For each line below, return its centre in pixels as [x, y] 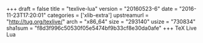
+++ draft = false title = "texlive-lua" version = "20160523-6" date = [92, 9]
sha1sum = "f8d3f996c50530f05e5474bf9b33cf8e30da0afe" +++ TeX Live [102, 28]
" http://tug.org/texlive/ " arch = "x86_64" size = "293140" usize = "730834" [101, 21]
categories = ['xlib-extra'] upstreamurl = [98, 15]
